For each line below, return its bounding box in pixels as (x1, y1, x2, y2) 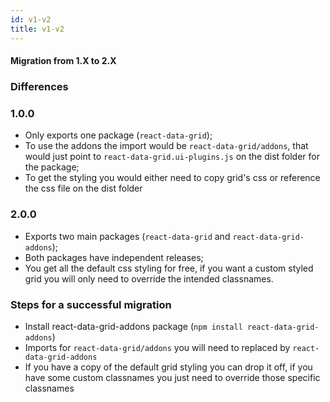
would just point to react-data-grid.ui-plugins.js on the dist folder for (24, 151, 320, 163)
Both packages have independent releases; (24, 251, 204, 263)
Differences (10, 80, 69, 94)
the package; (24, 161, 80, 173)
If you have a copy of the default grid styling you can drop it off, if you (24, 361, 313, 373)
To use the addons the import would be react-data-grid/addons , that (24, 140, 309, 152)
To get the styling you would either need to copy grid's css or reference (24, 172, 321, 184)
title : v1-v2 (10, 24, 65, 34)
